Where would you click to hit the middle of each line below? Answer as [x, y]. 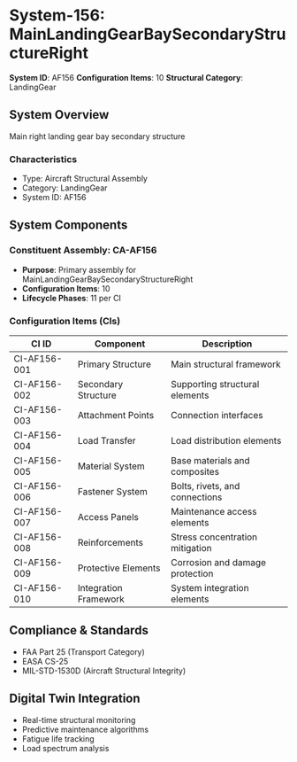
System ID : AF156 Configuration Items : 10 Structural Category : [126, 77]
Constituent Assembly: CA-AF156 [83, 251]
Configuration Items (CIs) [65, 321]
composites [195, 472]
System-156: [57, 16]
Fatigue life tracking [58, 739]
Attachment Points [116, 416]
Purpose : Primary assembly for [79, 269]
